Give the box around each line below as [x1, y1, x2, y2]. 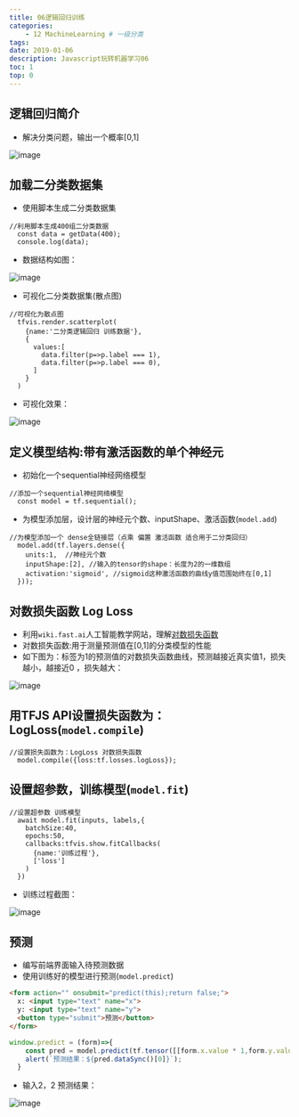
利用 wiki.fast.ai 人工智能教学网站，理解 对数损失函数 [21, 629, 219, 640]
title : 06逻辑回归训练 [9, 12, 85, 22]
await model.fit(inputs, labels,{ [17, 816, 145, 825]
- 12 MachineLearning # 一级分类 [25, 29, 144, 38]
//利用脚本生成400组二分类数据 [9, 222, 109, 232]
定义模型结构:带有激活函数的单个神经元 [9, 444, 224, 460]
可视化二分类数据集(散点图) [21, 290, 123, 301]
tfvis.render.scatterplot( [17, 318, 117, 327]
